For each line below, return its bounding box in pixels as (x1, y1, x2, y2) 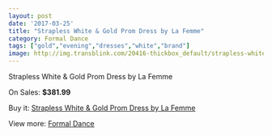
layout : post (8, 11, 53, 20)
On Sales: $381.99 (8, 87, 71, 97)
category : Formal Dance (8, 34, 89, 43)
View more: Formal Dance (8, 119, 95, 128)
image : (8, 49, 31, 57)
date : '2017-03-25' (8, 19, 74, 28)
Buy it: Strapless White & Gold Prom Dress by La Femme (8, 103, 196, 113)
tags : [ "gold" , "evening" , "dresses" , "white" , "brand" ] (8, 42, 190, 50)
